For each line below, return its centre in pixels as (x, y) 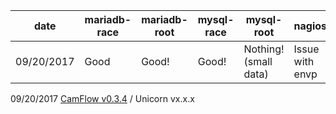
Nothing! (264, 49)
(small (258, 61)
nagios (310, 26)
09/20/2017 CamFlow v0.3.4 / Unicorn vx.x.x (102, 98)
